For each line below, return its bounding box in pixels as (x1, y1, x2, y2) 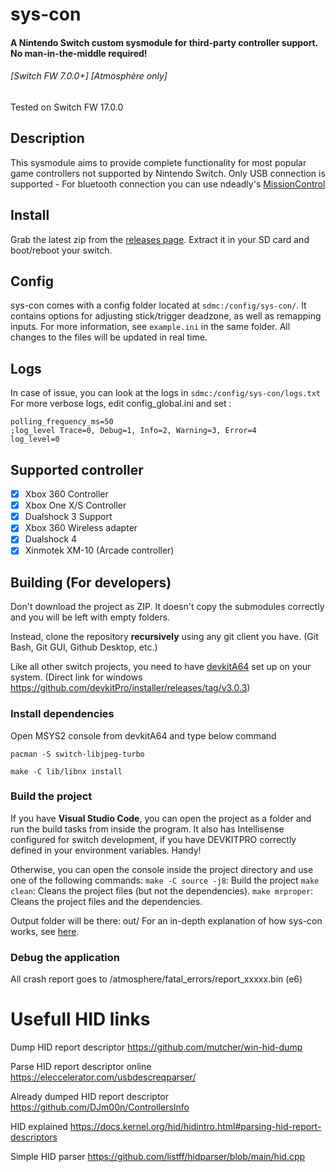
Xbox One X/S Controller (24, 499, 127, 512)
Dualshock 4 (24, 533, 78, 545)
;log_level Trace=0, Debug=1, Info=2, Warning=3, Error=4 (10, 426, 257, 436)
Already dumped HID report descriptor (10, 1091, 170, 1103)
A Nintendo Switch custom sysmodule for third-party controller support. (10, 36, 318, 48)
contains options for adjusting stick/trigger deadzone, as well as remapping (10, 310, 322, 322)
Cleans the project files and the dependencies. (10, 895, 203, 907)
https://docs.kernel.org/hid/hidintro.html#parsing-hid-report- (69, 1121, 322, 1133)
